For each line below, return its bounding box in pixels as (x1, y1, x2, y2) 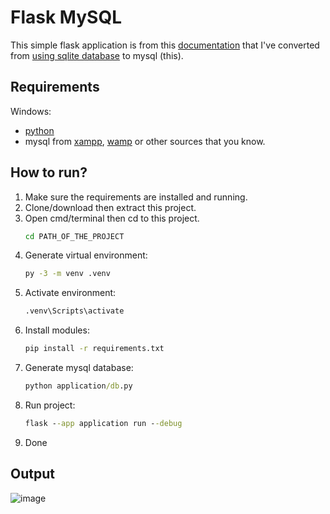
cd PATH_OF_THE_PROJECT (24, 231, 125, 241)
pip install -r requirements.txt (24, 344, 165, 354)
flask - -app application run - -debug (24, 418, 183, 428)
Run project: (24, 399, 76, 411)
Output (10, 466, 55, 483)
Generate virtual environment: (24, 249, 148, 261)
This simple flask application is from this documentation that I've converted (10, 39, 320, 51)
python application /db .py (24, 381, 133, 391)
